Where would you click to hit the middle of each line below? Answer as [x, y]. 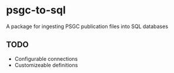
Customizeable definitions [46, 65]
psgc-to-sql [36, 10]
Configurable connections [46, 58]
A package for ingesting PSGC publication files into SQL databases [87, 26]
